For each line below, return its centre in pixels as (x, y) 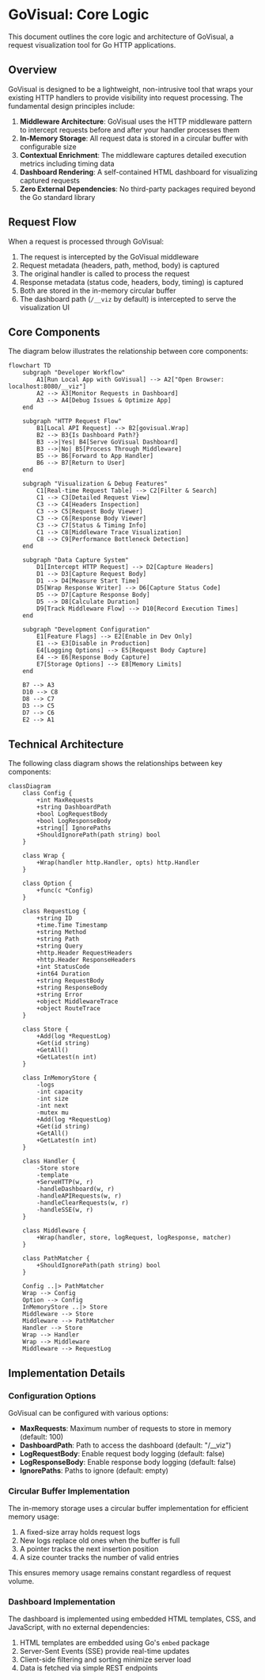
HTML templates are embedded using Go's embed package (114, 1643)
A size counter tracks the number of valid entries (99, 1558)
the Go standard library (57, 197)
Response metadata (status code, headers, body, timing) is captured (131, 282)
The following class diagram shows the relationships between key (115, 763)
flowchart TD (30, 366)
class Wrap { (44, 856)
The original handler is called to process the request (104, 273)
